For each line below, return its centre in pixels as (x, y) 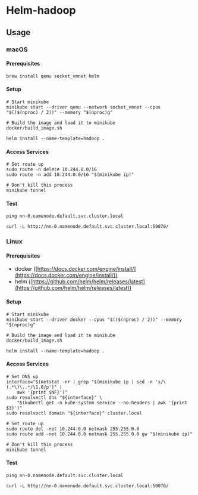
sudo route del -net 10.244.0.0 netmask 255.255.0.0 (73, 429)
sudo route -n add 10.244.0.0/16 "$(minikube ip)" (70, 175)
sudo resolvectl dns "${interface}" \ (54, 397)
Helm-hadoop (41, 10)
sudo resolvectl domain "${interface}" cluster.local (74, 413)
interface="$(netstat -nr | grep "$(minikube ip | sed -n (79, 382)
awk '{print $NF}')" (42, 392)
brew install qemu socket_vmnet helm (53, 76)
